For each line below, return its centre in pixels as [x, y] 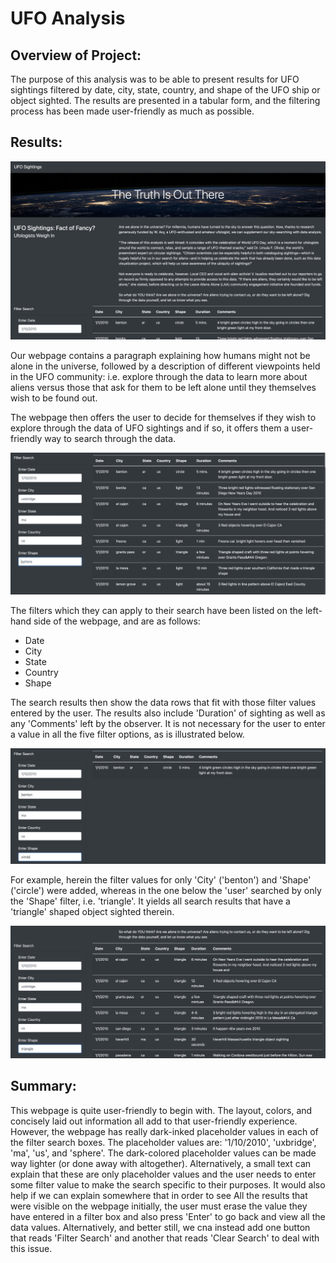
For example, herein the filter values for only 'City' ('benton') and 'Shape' [161, 879]
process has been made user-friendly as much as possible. [132, 111]
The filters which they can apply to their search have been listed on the [156, 610]
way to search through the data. [110, 439]
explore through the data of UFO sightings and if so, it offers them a [150, 428]
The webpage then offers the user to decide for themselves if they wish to [163, 418]
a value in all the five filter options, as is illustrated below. [127, 734]
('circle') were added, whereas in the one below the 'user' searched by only [166, 890]
